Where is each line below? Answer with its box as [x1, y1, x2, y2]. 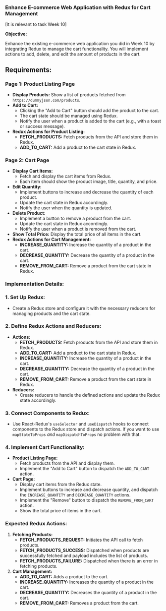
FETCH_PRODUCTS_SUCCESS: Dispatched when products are [19, 547, 150, 553]
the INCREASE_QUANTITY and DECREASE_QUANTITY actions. [19, 492, 131, 498]
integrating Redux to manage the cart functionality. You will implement [5, 46, 149, 52]
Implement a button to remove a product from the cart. [19, 215, 131, 222]
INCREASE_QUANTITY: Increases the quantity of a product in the [19, 579, 154, 585]
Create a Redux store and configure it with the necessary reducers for [12, 305, 156, 311]
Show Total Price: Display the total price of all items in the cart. [12, 231, 142, 237]
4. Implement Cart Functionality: [5, 444, 85, 451]
